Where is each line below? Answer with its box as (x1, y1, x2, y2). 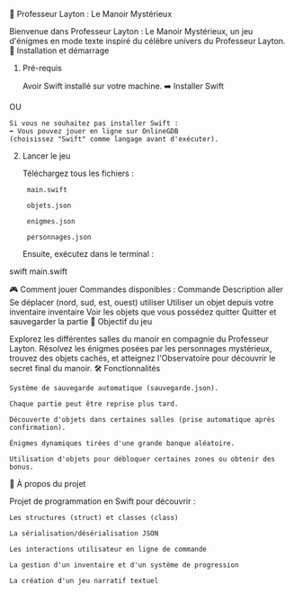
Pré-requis (22, 63, 63, 73)
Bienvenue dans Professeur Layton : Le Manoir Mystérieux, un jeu (9, 26, 254, 36)
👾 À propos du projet (9, 479, 86, 489)
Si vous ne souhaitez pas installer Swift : (9, 119, 179, 128)
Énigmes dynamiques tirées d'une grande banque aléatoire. (9, 439, 236, 448)
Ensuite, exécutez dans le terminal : (22, 249, 155, 259)
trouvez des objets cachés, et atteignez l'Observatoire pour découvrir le (9, 352, 276, 363)
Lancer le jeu (22, 151, 71, 161)
